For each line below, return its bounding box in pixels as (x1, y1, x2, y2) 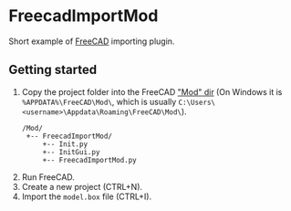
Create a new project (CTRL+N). (21, 181, 143, 192)
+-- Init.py (42, 139, 88, 149)
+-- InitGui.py (42, 147, 100, 156)
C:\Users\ (178, 98, 216, 107)
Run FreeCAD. (21, 171, 75, 183)
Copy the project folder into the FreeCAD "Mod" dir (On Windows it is (21, 86, 283, 97)
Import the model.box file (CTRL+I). (21, 191, 152, 202)
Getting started (8, 62, 98, 78)
